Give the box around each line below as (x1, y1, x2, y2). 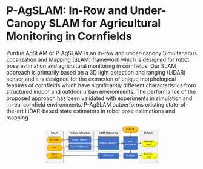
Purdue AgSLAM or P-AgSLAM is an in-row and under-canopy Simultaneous (6, 49, 197, 56)
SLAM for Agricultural (48, 16, 161, 30)
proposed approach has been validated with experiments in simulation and (6, 94, 193, 102)
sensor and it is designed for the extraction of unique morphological (6, 75, 176, 82)
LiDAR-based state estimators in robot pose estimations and (25, 107, 175, 114)
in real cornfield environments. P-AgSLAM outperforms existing (6, 101, 165, 108)
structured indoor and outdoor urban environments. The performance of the (6, 88, 196, 95)
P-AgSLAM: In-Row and (6, 4, 128, 18)
